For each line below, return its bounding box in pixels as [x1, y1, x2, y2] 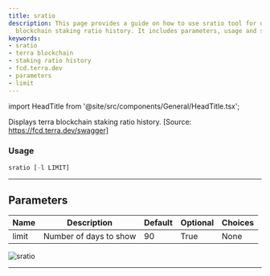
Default [143, 217, 173, 229]
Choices [221, 217, 255, 229]
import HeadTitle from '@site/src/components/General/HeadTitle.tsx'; [8, 101, 240, 111]
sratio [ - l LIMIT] [8, 163, 70, 171]
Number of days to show [43, 231, 137, 242]
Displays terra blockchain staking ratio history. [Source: [8, 117, 192, 126]
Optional [180, 217, 215, 229]
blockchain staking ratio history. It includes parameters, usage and [15, 27, 257, 35]
